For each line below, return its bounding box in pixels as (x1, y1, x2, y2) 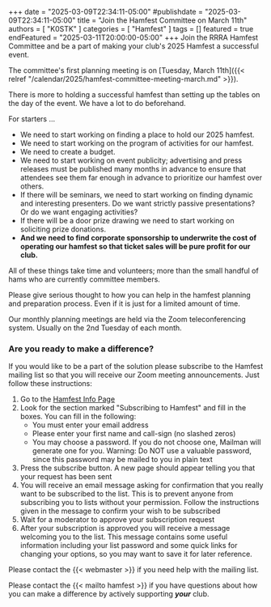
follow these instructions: (8, 379, 93, 388)
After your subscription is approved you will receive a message (19, 524, 231, 533)
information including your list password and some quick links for (19, 541, 238, 550)
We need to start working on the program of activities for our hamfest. (19, 138, 254, 148)
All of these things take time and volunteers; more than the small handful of (8, 266, 259, 275)
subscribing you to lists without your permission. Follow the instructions (19, 498, 260, 507)
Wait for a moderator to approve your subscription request (19, 515, 215, 524)
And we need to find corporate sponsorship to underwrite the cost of (19, 233, 257, 242)
